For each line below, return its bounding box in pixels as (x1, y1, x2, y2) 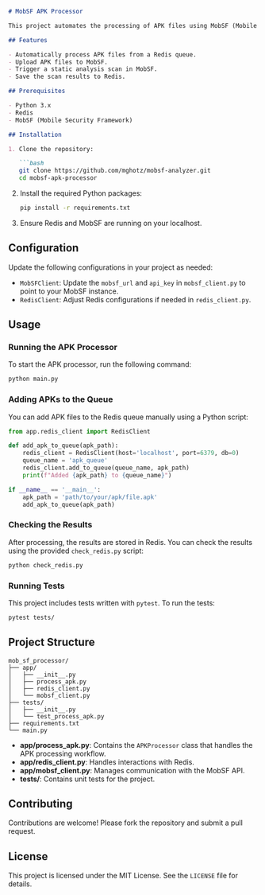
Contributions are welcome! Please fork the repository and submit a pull (8, 818, 244, 827)
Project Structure (8, 636, 95, 649)
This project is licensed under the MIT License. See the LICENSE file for (8, 871, 238, 881)
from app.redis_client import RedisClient (8, 427, 151, 435)
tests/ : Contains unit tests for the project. (19, 774, 156, 784)
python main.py (8, 375, 59, 383)
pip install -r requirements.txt (19, 204, 131, 212)
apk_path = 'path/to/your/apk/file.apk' (22, 493, 158, 501)
